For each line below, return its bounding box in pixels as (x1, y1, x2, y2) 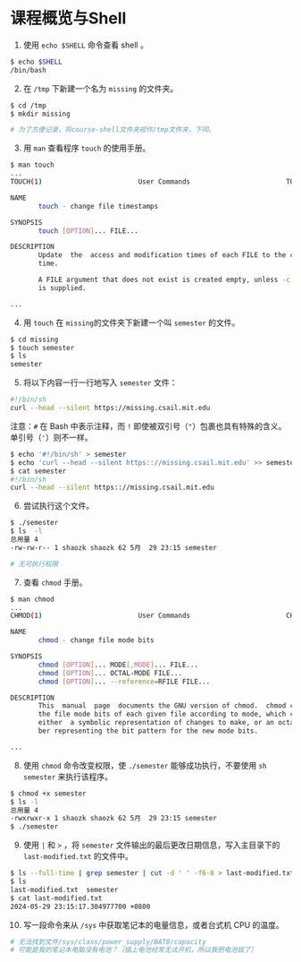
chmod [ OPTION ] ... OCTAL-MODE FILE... (38, 668, 182, 677)
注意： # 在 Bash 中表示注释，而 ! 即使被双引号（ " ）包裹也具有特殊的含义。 (10, 420, 287, 431)
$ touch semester (10, 343, 75, 352)
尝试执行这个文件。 (22, 501, 95, 511)
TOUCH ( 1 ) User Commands (10, 177, 191, 186)
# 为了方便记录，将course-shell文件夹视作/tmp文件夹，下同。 (10, 125, 215, 134)
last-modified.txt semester (10, 885, 119, 894)
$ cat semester (10, 467, 67, 476)
